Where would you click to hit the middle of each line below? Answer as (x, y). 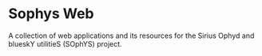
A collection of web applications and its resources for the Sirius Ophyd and (131, 35)
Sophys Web (51, 14)
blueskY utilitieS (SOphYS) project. (65, 43)
